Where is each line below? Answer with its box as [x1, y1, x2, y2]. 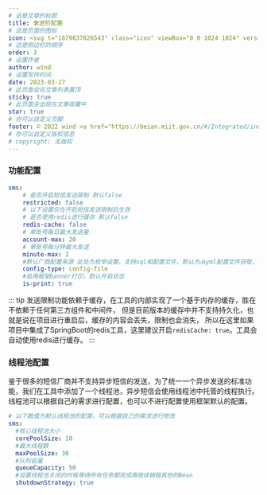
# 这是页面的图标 [8, 26, 57, 34]
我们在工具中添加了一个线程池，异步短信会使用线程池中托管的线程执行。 [21, 387, 259, 396]
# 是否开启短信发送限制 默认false [22, 191, 122, 199]
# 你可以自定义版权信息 [8, 130, 75, 138]
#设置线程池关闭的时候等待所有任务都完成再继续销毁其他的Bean [15, 471, 193, 480]
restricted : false [22, 198, 83, 207]
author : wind [8, 64, 52, 72]
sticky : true [8, 93, 52, 101]
